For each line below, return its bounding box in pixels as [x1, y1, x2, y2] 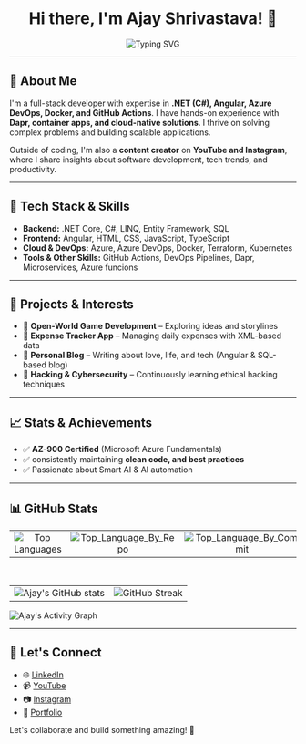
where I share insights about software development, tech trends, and [9, 154, 269, 165]
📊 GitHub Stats [9, 501, 98, 516]
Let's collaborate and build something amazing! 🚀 [9, 724, 196, 735]
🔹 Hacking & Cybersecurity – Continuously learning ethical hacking [22, 369, 278, 380]
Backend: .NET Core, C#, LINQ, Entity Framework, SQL [22, 222, 229, 233]
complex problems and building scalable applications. [9, 127, 211, 138]
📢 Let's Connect [9, 645, 102, 660]
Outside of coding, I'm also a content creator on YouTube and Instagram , [9, 144, 288, 155]
